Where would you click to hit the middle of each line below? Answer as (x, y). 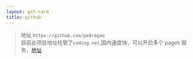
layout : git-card (28, 12)
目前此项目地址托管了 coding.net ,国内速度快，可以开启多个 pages (100, 42)
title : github (24, 17)
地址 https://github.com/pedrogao (63, 35)
